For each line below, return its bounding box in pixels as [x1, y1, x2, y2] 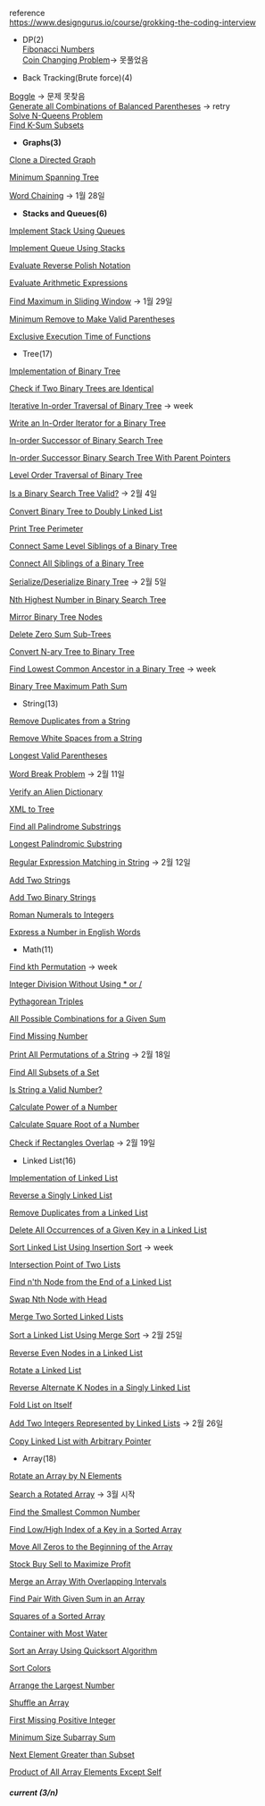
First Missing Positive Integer [9, 1715, 116, 1725]
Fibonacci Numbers [21, 44, 95, 55]
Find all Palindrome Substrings [9, 822, 122, 831]
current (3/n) [9, 1787, 59, 1798]
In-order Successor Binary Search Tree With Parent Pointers [9, 452, 231, 463]
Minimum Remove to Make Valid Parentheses [9, 314, 176, 325]
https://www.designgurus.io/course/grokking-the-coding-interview [9, 17, 257, 28]
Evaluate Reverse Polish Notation [9, 260, 131, 271]
